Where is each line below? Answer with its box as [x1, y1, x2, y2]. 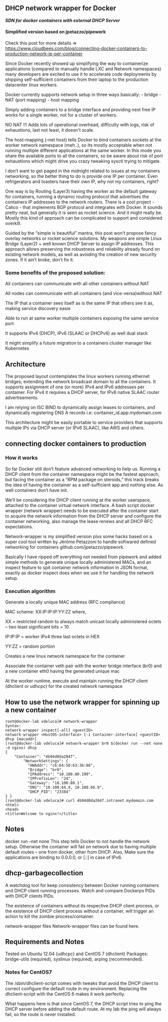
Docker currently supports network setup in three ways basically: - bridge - [5, 91, 161, 97]
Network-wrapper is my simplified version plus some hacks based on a [5, 533, 152, 539]
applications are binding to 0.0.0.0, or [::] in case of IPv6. [5, 854, 122, 860]
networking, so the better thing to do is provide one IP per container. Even [5, 173, 158, 179]
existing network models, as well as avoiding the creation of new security [5, 251, 157, 258]
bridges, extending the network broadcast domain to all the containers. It [5, 379, 156, 385]
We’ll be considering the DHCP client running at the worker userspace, [5, 497, 151, 503]
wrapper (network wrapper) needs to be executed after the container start [5, 507, 159, 514]
